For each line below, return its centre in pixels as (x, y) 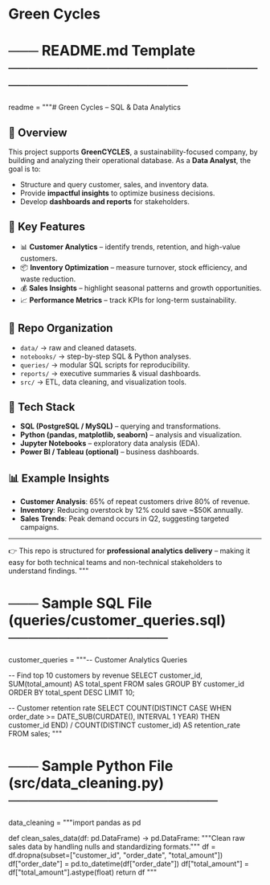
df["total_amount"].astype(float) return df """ (83, 872)
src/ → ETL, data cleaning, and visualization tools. (103, 382)
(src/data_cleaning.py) (86, 783)
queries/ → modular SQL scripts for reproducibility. (105, 365)
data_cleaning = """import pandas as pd (75, 823)
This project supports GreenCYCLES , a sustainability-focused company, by (133, 152)
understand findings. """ (49, 571)
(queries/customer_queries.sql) (117, 621)
